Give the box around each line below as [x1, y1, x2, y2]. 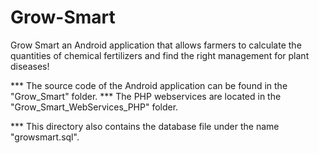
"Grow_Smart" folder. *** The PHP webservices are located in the [10, 90, 282, 102]
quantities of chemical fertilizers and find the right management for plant [10, 49, 310, 61]
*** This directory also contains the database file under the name [10, 120, 280, 132]
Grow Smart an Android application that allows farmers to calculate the [10, 39, 302, 51]
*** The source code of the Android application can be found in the [10, 79, 288, 91]
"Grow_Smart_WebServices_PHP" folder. [10, 101, 179, 113]
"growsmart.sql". [10, 131, 80, 143]
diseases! [10, 60, 50, 72]
